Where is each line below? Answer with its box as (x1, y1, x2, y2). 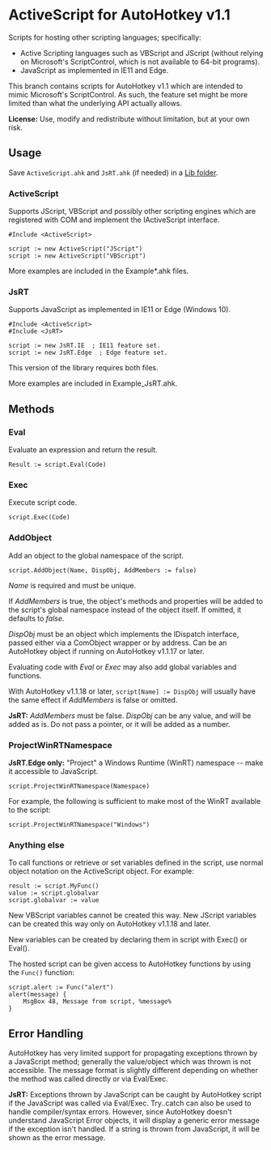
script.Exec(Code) (8, 513, 70, 522)
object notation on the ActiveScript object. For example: (8, 866, 194, 876)
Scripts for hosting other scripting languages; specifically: (8, 32, 201, 42)
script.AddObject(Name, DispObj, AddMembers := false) (8, 566, 197, 575)
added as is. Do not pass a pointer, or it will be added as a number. (8, 719, 231, 729)
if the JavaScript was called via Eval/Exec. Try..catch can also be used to (8, 1098, 252, 1108)
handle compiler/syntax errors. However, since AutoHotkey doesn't (8, 1107, 232, 1117)
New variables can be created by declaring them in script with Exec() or (8, 934, 248, 945)
